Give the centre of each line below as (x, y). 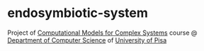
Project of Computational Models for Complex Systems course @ (102, 33)
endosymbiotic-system (78, 13)
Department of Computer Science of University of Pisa (87, 40)
